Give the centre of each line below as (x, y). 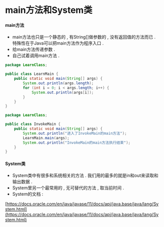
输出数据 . (22, 182)
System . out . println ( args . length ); (58, 83)
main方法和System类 (49, 10)
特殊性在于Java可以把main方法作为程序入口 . (58, 43)
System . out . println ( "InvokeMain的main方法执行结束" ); (77, 142)
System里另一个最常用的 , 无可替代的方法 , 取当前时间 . (68, 188)
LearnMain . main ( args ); (46, 138)
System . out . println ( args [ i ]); (62, 92)
